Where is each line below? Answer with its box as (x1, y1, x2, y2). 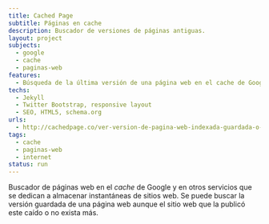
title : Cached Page (8, 11, 74, 20)
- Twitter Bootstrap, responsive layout (15, 101, 152, 109)
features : (8, 71, 42, 79)
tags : (8, 130, 26, 138)
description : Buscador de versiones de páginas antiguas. (8, 26, 206, 34)
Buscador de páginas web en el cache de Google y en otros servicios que (8, 182, 252, 192)
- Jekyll (15, 94, 45, 102)
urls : (8, 116, 26, 124)
